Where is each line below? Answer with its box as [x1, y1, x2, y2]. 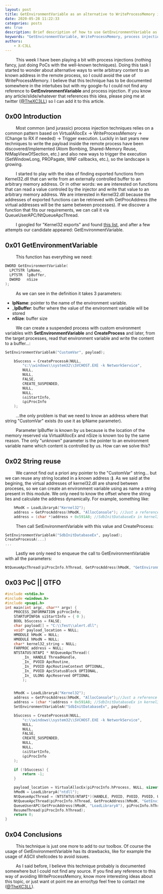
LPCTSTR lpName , [9, 268, 42, 273]
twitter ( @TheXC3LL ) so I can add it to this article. [5, 98, 105, 104]
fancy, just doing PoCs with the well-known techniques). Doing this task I [5, 62, 151, 68]
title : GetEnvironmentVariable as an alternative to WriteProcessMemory [5, 12, 155, 17]
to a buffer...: [5, 340, 31, 346]
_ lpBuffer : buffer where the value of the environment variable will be [12, 305, 149, 311]
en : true [5, 25, 23, 30]
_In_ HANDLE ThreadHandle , [22, 655, 77, 660]
